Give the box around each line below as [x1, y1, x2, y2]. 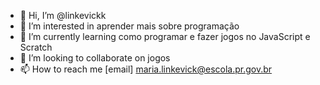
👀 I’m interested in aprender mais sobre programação [19, 20, 240, 32]
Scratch [19, 41, 53, 53]
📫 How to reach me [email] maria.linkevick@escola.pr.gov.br [19, 63, 273, 75]
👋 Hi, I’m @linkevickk [19, 10, 107, 21]
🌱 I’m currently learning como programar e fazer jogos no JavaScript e [19, 31, 311, 42]
